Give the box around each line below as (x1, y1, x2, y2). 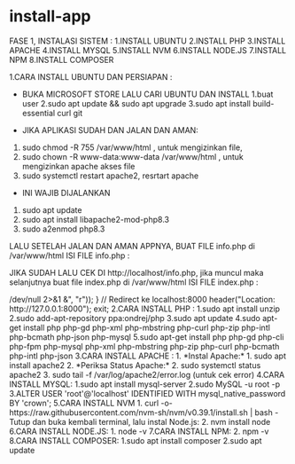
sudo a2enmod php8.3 (21, 224, 105, 234)
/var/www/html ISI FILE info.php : (9, 250, 130, 261)
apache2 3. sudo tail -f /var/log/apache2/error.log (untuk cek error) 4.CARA (9, 369, 285, 380)
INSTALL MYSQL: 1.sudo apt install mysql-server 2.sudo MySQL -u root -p (9, 379, 281, 389)
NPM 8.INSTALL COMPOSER (9, 54, 114, 65)
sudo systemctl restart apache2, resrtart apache (21, 170, 199, 181)
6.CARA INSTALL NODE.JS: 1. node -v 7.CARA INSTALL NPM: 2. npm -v (9, 426, 269, 436)
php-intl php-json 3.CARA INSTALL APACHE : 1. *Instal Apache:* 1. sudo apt (9, 350, 286, 361)
